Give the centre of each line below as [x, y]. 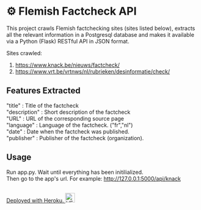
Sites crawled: [24, 53]
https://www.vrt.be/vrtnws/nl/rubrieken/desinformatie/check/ [93, 71]
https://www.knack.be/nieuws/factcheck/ [68, 65]
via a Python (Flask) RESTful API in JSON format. [68, 41]
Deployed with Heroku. [35, 200]
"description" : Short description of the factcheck [68, 112]
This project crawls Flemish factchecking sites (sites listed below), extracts [101, 28]
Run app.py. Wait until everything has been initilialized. [75, 172]
